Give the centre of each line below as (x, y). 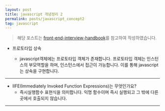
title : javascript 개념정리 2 (34, 14)
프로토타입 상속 (27, 48)
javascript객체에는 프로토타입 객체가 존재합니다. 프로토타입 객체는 (82, 59)
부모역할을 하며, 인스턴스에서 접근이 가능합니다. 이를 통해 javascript (94, 65)
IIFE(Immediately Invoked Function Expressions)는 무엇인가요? (74, 86)
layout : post (18, 10)
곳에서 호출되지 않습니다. (43, 98)
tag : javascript (22, 23)
